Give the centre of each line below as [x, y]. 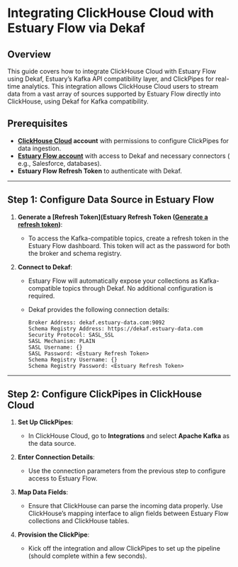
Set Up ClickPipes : [45, 422]
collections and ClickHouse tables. [79, 521]
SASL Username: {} [55, 347]
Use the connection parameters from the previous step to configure [127, 471]
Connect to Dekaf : [45, 266]
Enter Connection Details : [56, 457]
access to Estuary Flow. [63, 478]
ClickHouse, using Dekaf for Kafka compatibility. [78, 101]
